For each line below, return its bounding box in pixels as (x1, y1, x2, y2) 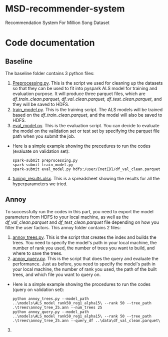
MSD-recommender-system (5, 3, 125, 15)
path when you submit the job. (12, 133, 75, 139)
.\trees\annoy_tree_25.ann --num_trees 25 (12, 305, 102, 310)
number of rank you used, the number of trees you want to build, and (12, 245, 155, 251)
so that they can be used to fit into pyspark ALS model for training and (12, 85, 157, 91)
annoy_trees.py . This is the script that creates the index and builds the (12, 234, 156, 240)
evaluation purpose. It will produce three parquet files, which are (12, 91, 146, 97)
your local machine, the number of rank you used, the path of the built (12, 266, 157, 272)
